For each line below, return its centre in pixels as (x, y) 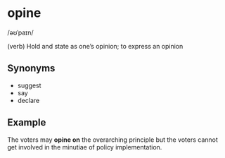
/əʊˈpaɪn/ (20, 32)
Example (27, 122)
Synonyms (31, 68)
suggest (29, 85)
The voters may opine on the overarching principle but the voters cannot (112, 140)
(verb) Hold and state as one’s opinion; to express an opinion (95, 46)
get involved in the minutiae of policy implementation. (85, 147)
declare (28, 100)
